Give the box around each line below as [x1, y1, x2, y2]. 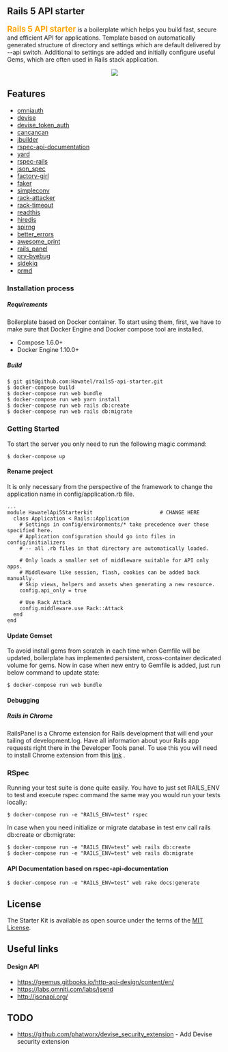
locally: [7, 798, 27, 807]
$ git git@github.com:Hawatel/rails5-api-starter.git [7, 378, 164, 386]
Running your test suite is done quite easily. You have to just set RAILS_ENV [7, 784, 220, 792]
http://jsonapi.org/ [16, 992, 68, 1001]
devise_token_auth [16, 121, 70, 129]
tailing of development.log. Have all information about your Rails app [7, 736, 199, 744]
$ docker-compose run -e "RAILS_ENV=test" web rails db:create [7, 844, 191, 851]
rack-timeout [16, 201, 54, 209]
